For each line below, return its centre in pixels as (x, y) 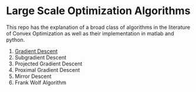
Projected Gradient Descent (48, 64)
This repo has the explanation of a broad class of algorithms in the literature (98, 27)
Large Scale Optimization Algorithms (98, 11)
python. (15, 40)
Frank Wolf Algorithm (40, 82)
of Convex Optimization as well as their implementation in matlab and (90, 33)
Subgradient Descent (40, 57)
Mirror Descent (33, 76)
